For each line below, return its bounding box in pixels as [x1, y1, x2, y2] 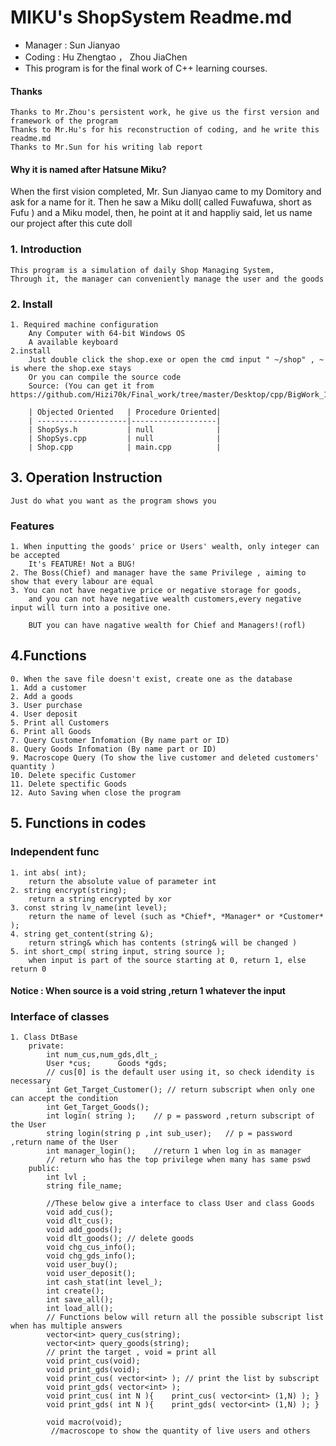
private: [28, 1041, 65, 1051]
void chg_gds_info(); [46, 1251, 137, 1261]
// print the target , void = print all [46, 1347, 217, 1358]
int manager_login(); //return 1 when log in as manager [46, 1146, 302, 1156]
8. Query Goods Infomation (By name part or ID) [10, 744, 217, 754]
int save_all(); [46, 1295, 114, 1305]
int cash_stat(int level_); [46, 1277, 163, 1288]
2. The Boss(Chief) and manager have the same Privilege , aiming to [10, 568, 307, 578]
